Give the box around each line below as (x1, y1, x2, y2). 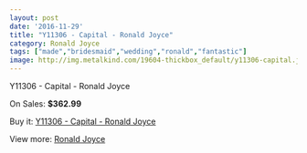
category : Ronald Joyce (9, 38, 101, 48)
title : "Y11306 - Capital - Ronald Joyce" (9, 30, 174, 39)
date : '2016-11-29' (9, 22, 84, 31)
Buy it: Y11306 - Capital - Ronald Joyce (9, 116, 156, 127)
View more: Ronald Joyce (9, 134, 106, 144)
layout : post (9, 13, 59, 23)
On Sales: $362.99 (9, 98, 82, 109)
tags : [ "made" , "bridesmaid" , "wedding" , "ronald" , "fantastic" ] (9, 47, 248, 56)
